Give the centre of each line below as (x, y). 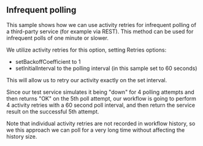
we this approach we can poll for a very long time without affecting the (96, 130)
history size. (22, 136)
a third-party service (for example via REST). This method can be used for (100, 31)
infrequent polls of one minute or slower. (58, 38)
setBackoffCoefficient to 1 (48, 61)
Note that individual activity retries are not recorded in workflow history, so (101, 123)
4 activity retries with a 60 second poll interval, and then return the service (101, 105)
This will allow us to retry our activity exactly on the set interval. (87, 80)
